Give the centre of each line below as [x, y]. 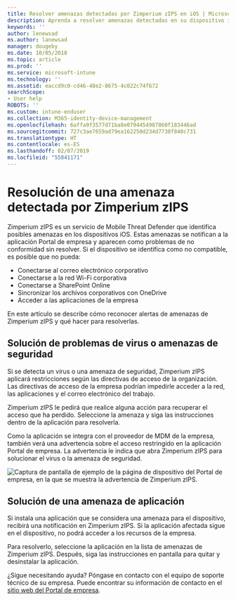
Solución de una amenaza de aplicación [96, 502]
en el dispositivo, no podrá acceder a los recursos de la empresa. [102, 533]
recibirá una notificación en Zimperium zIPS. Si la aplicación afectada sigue [116, 526]
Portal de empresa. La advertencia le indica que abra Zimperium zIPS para [115, 451]
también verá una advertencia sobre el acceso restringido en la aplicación [114, 443]
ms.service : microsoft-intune [52, 72]
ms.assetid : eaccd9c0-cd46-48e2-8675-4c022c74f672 [83, 86]
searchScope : [26, 92]
